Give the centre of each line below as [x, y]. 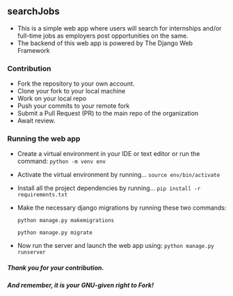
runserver [32, 252]
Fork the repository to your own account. [76, 84]
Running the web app [44, 139]
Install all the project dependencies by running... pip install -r [109, 188]
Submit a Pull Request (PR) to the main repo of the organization [108, 114]
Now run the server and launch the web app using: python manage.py [115, 246]
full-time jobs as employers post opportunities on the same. [103, 36]
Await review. [36, 120]
